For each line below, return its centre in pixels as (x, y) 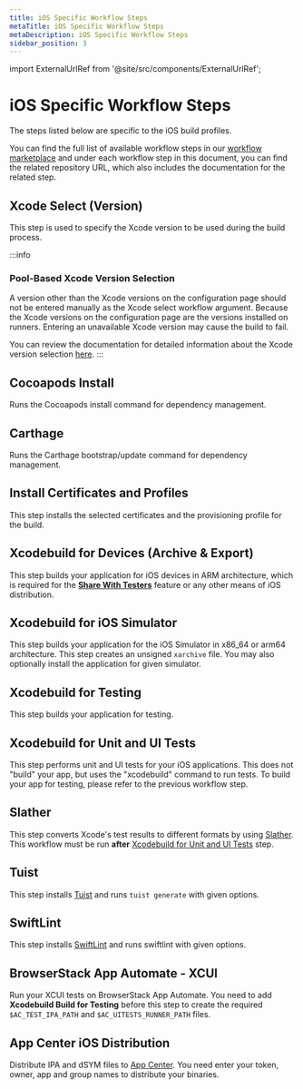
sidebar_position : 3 (49, 43)
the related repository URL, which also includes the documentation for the (147, 168)
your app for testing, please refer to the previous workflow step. (129, 784)
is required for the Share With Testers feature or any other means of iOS (145, 584)
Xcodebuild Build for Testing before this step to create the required (136, 1005)
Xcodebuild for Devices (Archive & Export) (132, 553)
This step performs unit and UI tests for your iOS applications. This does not (151, 764)
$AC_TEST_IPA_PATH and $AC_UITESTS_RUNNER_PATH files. (110, 1015)
